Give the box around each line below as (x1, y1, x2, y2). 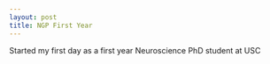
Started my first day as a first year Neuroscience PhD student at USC (9, 45, 261, 55)
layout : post (9, 12, 58, 22)
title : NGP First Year (9, 21, 93, 30)
